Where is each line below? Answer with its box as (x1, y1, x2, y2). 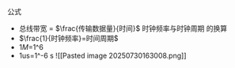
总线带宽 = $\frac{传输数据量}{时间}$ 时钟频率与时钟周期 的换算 (18, 24, 228, 33)
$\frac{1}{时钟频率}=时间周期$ (18, 34, 119, 43)
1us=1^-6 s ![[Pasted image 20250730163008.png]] (18, 51, 187, 60)
